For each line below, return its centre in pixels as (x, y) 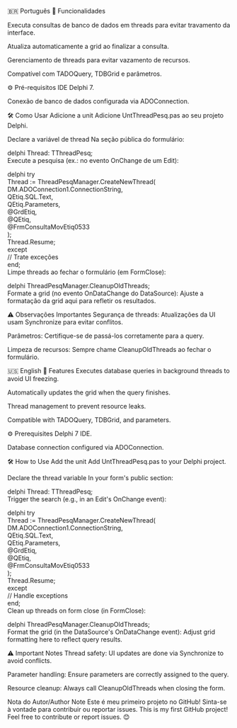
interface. (21, 33)
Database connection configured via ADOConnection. (86, 447)
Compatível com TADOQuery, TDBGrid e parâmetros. (85, 74)
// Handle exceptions (38, 596)
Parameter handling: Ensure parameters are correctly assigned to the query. (118, 674)
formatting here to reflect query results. (65, 639)
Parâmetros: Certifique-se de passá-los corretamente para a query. (106, 336)
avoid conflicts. (30, 661)
